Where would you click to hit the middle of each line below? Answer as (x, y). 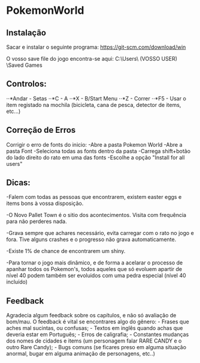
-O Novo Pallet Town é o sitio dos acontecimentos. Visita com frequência (96, 215)
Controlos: (26, 84)
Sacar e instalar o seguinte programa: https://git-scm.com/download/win (96, 47)
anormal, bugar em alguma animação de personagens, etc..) (81, 354)
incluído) (17, 282)
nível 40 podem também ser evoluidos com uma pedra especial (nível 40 (96, 276)
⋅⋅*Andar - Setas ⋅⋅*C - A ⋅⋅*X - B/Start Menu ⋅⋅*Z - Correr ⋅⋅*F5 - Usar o (96, 98)
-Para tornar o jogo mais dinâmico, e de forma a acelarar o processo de (95, 263)
